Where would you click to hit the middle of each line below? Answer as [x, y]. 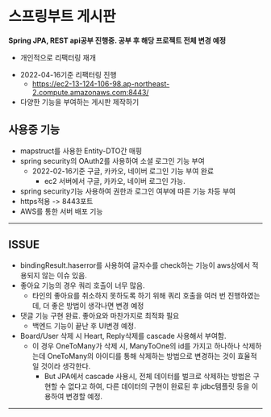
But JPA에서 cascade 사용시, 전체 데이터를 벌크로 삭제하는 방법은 [148, 376]
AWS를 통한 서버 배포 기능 [61, 211]
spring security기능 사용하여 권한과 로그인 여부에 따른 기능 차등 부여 [128, 191]
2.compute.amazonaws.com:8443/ [90, 92]
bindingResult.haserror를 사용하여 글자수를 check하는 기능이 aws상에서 [135, 265]
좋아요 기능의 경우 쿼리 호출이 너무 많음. [82, 285]
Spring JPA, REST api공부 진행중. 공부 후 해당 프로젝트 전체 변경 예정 [117, 40]
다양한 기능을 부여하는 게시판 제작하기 [79, 102]
